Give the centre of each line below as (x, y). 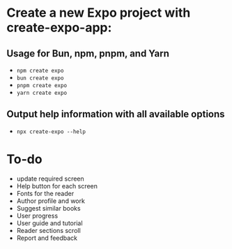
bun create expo (40, 78)
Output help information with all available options (116, 114)
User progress (37, 216)
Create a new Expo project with (99, 13)
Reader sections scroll (48, 230)
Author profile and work (51, 201)
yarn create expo (42, 93)
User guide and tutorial (49, 223)
